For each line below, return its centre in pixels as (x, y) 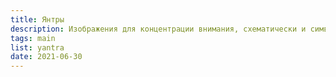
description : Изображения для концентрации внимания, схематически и (158, 29)
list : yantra (37, 47)
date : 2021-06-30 (46, 57)
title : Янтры (37, 19)
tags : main (33, 38)
